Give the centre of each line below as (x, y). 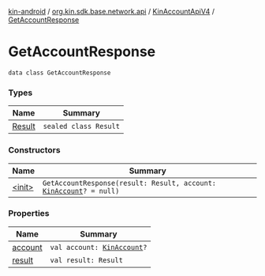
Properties (29, 214)
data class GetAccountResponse (60, 73)
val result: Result (87, 260)
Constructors (34, 150)
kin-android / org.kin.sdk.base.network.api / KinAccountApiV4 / (112, 11)
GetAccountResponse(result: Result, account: (129, 183)
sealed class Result (82, 127)
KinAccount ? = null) (81, 191)
